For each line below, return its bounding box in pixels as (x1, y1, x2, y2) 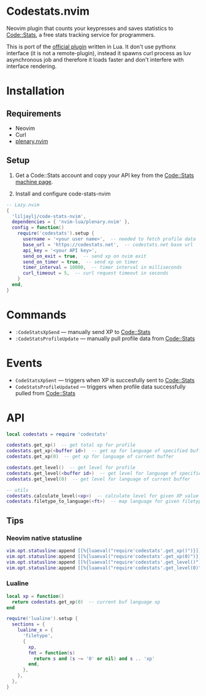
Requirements (6, 108, 61, 119)
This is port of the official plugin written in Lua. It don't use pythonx (6, 43, 176, 50)
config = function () (12, 225, 64, 231)
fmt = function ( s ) (28, 649, 75, 656)
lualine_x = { (17, 627, 53, 634)
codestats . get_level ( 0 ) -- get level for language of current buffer (6, 476, 191, 482)
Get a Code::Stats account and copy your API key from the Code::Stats (15, 172, 194, 179)
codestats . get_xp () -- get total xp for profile (6, 442, 136, 448)
